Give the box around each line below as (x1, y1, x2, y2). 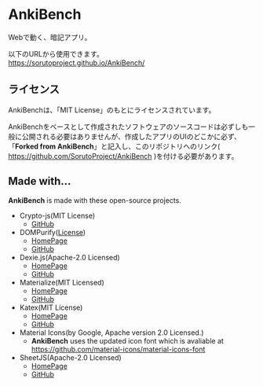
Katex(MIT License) (19, 303, 83, 312)
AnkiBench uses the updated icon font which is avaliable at (31, 336, 224, 345)
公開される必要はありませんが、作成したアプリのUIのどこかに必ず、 (21, 131, 242, 141)
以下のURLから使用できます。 (8, 49, 104, 58)
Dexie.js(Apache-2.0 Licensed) (19, 252, 120, 262)
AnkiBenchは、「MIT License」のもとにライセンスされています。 (8, 105, 216, 115)
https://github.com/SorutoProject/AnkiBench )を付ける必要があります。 (8, 151, 239, 160)
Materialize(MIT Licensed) (19, 278, 104, 287)
